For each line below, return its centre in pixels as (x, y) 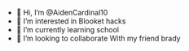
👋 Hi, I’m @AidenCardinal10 (62, 13)
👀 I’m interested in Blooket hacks (71, 21)
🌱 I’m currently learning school (68, 30)
